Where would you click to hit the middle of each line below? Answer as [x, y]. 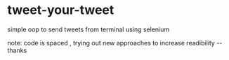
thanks [17, 50]
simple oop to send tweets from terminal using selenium [89, 29]
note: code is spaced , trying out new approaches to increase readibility [111, 43]
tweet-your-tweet [61, 10]
